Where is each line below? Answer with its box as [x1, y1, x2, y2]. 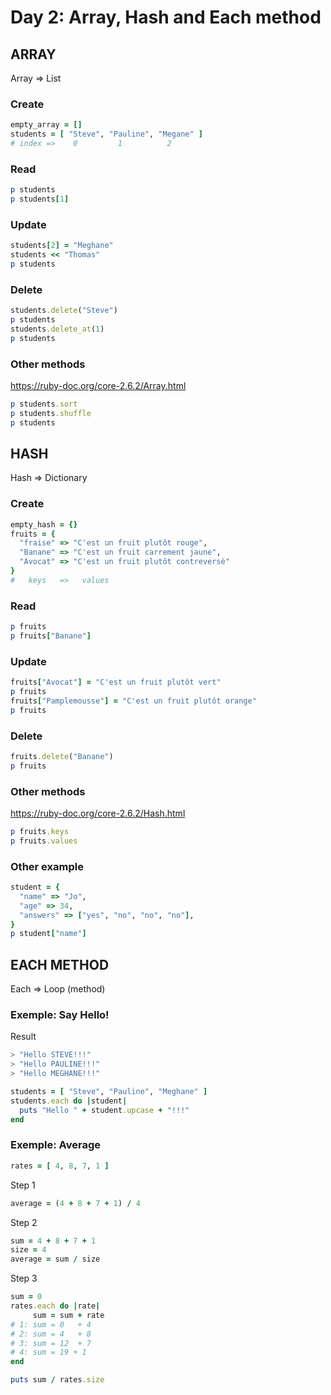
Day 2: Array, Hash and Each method [10, 6, 322, 29]
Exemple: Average [10, 1138, 101, 1152]
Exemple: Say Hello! [10, 1008, 110, 1022]
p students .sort [10, 399, 78, 409]
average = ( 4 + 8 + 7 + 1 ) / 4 [10, 1198, 141, 1208]
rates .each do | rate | [10, 1301, 101, 1311]
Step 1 [10, 1179, 36, 1191]
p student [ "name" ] [10, 929, 87, 939]
